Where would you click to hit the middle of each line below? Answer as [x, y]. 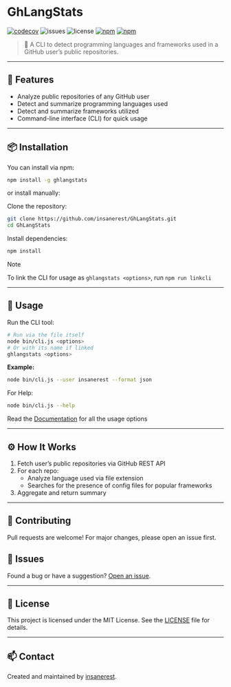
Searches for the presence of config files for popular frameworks [120, 485]
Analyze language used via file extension [85, 478]
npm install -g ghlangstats [47, 180]
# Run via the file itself [46, 335]
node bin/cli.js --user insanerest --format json [80, 380]
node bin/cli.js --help [41, 406]
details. [18, 628]
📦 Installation [38, 148]
